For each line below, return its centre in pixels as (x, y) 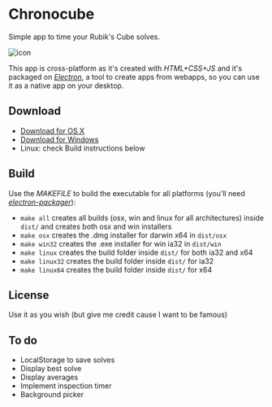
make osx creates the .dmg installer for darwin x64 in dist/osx (123, 235)
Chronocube (52, 14)
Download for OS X (52, 130)
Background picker (52, 395)
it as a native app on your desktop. (66, 85)
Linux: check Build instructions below (82, 148)
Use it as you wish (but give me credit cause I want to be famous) (118, 315)
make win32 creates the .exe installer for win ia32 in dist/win (121, 243)
